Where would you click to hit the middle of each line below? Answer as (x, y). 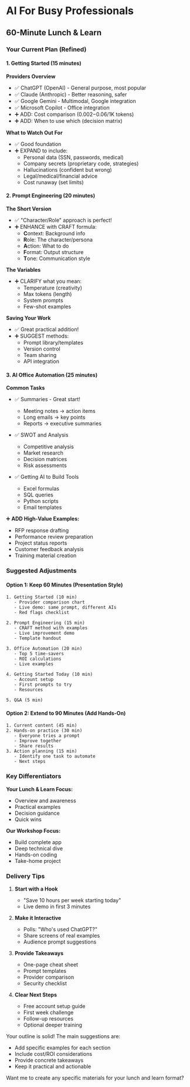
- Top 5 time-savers (39, 654)
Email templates (43, 508)
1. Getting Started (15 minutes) (44, 64)
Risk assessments (45, 465)
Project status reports (41, 543)
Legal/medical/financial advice (60, 176)
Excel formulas (41, 489)
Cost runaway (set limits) (53, 182)
